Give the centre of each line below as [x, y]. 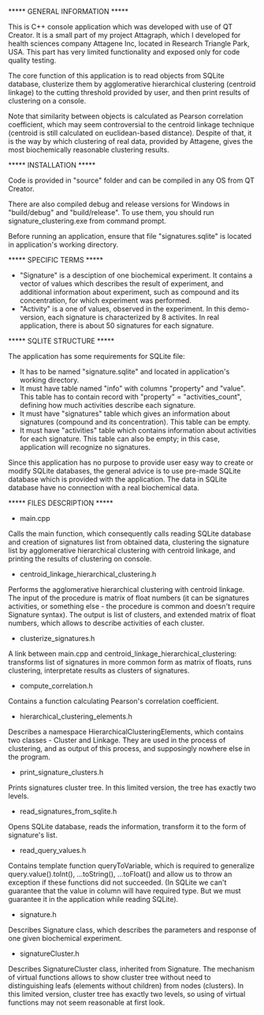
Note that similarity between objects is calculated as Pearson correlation [126, 116]
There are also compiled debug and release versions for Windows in [119, 204]
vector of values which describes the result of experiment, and [121, 283]
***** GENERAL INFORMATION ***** [68, 11]
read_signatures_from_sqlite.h [68, 811]
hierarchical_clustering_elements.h [76, 716]
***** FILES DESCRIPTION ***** [61, 503]
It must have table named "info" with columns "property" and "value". [132, 388]
